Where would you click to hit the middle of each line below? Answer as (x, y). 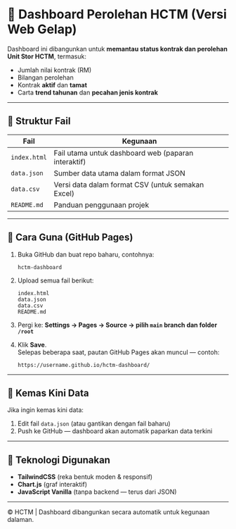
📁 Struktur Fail (39, 122)
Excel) (64, 193)
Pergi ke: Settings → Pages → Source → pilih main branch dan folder (117, 325)
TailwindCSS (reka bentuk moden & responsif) (85, 477)
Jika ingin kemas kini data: (46, 410)
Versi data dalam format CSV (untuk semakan (129, 185)
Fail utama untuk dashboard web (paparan (124, 153)
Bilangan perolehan (45, 77)
